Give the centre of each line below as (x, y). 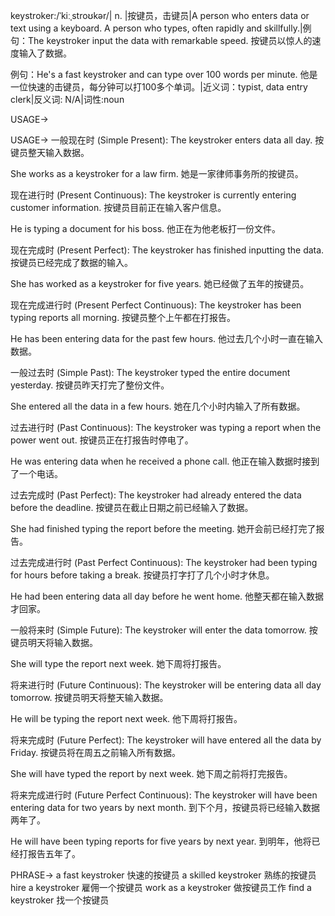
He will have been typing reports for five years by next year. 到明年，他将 (161, 841)
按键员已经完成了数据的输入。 (71, 262)
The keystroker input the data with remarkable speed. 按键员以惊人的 (170, 40)
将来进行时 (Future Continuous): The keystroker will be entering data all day (166, 685)
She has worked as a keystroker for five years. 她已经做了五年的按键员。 (160, 283)
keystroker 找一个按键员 (60, 900)
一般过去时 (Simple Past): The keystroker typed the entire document (150, 372)
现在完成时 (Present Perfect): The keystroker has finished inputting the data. (167, 250)
